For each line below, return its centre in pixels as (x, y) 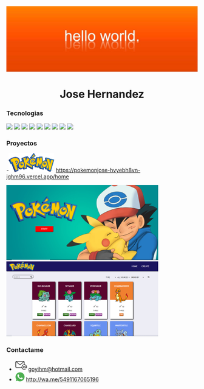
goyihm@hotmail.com (56, 369)
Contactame (25, 349)
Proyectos (22, 143)
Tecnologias (25, 113)
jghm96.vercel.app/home (38, 177)
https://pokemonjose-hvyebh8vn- (98, 170)
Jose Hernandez (102, 94)
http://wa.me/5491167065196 (62, 379)
